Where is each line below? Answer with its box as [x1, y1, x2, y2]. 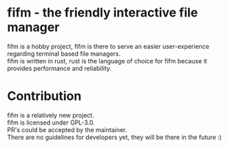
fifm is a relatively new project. [7, 111, 94, 119]
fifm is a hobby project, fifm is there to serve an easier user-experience [7, 42, 210, 50]
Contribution [7, 88, 82, 104]
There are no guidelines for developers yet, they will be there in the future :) [7, 133, 222, 141]
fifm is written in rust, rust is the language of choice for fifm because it [7, 56, 207, 65]
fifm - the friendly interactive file [7, 5, 198, 21]
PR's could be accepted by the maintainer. [7, 125, 127, 134]
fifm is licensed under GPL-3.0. [7, 118, 95, 127]
